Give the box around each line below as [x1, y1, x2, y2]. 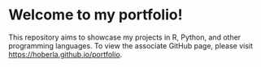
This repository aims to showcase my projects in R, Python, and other [8, 32, 241, 42]
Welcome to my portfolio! [8, 6, 183, 24]
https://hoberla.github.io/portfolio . [8, 49, 123, 59]
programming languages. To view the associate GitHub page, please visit [8, 40, 254, 50]
